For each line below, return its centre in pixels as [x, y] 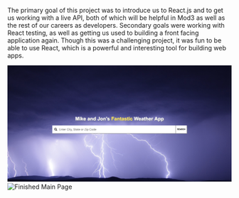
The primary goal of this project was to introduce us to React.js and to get [116, 10]
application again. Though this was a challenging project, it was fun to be [115, 40]
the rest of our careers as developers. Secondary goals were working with [116, 25]
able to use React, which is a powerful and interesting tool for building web [117, 48]
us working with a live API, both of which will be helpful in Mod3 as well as [116, 18]
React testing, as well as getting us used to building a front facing [103, 33]
